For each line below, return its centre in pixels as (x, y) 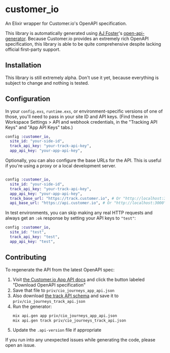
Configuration (28, 99)
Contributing (26, 257)
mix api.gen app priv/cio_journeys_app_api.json (65, 315)
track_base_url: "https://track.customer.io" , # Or (66, 198)
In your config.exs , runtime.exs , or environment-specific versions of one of (84, 111)
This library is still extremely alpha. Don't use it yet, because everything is (82, 78)
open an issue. (21, 345)
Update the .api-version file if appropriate (57, 330)
